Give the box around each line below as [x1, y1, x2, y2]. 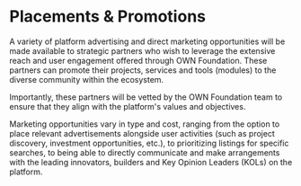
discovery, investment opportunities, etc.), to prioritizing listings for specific [9, 137, 289, 148]
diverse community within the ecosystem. [9, 74, 164, 84]
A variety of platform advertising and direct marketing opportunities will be [9, 36, 286, 47]
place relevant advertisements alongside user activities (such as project [9, 128, 276, 138]
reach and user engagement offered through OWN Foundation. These [9, 55, 268, 66]
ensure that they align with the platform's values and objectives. [9, 101, 246, 111]
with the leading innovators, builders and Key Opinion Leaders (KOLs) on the [9, 156, 293, 167]
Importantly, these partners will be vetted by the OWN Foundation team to [9, 92, 283, 102]
